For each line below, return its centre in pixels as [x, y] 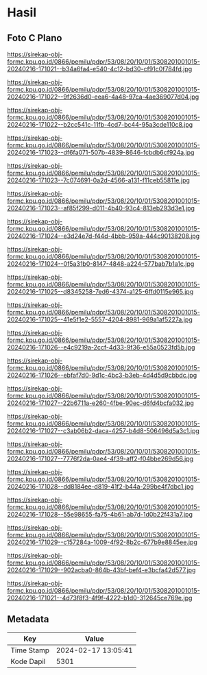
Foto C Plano [35, 38]
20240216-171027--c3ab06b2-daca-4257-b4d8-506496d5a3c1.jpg [103, 431]
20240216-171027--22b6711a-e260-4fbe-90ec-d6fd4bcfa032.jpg [100, 403]
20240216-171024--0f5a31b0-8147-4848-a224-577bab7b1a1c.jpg [101, 264]
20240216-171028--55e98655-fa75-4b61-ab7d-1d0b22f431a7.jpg [100, 514]
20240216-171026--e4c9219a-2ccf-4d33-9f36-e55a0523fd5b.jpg [101, 347]
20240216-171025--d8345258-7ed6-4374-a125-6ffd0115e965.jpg [100, 292]
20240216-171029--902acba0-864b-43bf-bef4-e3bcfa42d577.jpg [101, 570]
